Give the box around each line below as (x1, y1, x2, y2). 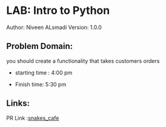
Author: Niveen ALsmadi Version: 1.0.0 (6, 24, 102, 31)
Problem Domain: (6, 41, 73, 51)
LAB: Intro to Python (6, 4, 110, 18)
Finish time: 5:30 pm (15, 80, 67, 88)
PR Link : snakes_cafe (6, 114, 59, 122)
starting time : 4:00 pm (15, 69, 73, 76)
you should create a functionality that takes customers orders (6, 57, 160, 64)
